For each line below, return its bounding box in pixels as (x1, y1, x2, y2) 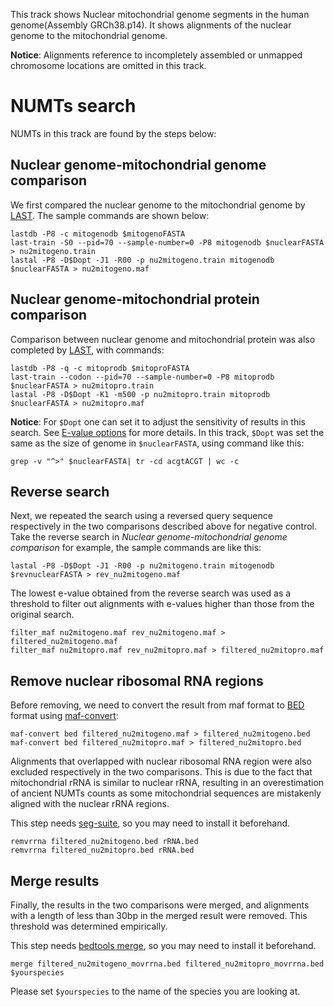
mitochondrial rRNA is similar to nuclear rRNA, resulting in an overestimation (10, 777, 325, 789)
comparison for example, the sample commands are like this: (10, 542, 262, 554)
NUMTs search (10, 95, 137, 118)
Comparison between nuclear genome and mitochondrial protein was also (10, 333, 316, 345)
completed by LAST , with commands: (10, 344, 165, 356)
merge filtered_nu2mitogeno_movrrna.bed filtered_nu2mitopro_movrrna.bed (10, 959, 325, 969)
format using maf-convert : (10, 710, 119, 722)
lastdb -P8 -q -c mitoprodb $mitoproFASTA (10, 363, 190, 373)
